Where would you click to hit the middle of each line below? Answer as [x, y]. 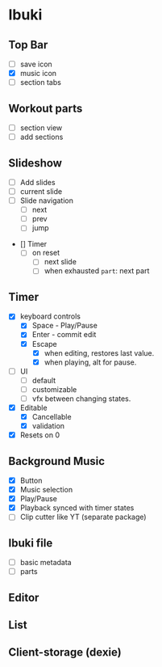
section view [41, 128]
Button [31, 480]
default [44, 380]
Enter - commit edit [64, 335]
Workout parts [46, 108]
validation [48, 426]
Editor [24, 597]
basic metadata [46, 563]
